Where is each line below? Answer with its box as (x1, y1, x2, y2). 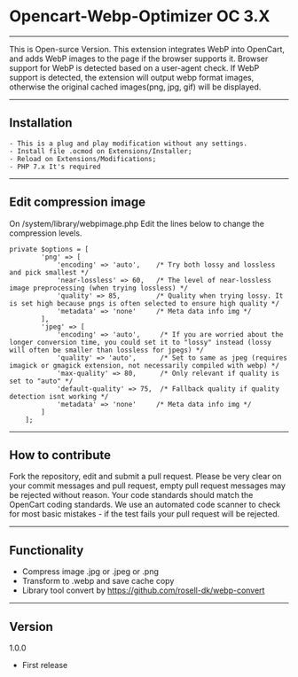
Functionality (9, 542, 84, 557)
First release (21, 660, 68, 670)
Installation (9, 115, 73, 130)
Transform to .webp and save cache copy (21, 576, 175, 587)
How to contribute (9, 447, 112, 463)
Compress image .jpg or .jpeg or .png (21, 566, 160, 577)
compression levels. (9, 228, 82, 238)
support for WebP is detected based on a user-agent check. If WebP (9, 62, 260, 73)
